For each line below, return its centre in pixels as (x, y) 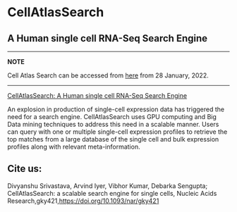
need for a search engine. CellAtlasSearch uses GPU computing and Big (112, 117)
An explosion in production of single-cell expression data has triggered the (116, 109)
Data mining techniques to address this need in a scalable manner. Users (113, 124)
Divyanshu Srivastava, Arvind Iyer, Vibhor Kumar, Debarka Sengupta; (108, 186)
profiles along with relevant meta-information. (74, 146)
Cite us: (25, 169)
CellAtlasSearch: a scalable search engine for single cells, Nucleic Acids (112, 193)
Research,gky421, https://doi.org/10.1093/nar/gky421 (83, 201)
